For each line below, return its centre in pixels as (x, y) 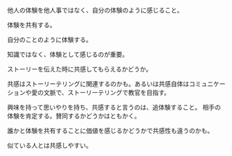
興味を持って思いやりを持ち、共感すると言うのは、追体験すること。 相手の (114, 107)
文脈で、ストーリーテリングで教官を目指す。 (107, 93)
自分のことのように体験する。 (50, 40)
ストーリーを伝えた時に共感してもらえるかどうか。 (80, 69)
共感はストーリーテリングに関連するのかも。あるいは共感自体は (98, 84)
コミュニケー (207, 84)
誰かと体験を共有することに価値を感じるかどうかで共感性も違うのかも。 (110, 131)
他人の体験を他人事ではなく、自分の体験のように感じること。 (95, 10)
